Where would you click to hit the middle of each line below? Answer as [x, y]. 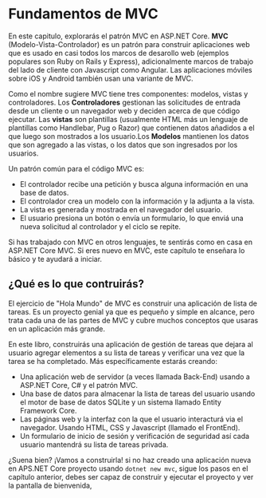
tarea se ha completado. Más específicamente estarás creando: [113, 361]
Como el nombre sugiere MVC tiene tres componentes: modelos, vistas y [128, 93]
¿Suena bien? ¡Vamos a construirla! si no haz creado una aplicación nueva [130, 460]
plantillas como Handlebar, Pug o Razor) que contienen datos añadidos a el [131, 128]
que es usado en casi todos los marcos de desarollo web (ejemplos [119, 53]
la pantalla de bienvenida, [50, 485]
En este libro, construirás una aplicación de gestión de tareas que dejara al [131, 344]
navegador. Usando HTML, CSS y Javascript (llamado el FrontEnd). [130, 427]
